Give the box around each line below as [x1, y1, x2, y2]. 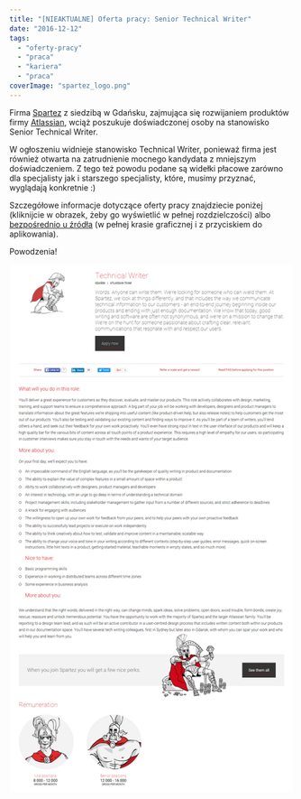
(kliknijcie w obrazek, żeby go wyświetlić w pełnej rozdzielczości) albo [9, 209, 271, 220]
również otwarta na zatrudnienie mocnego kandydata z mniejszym [9, 153, 257, 164]
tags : [9, 33, 30, 42]
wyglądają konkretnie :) [9, 181, 96, 193]
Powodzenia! [9, 246, 58, 256]
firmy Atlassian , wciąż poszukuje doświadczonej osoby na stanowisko [9, 116, 270, 127]
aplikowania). [9, 228, 59, 239]
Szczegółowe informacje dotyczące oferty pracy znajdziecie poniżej [9, 200, 263, 210]
